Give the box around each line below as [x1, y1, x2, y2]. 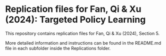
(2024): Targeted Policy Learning [5, 14, 146, 25]
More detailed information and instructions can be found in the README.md [5, 40, 161, 46]
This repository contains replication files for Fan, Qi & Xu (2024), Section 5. [5, 30, 160, 36]
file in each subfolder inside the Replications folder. [5, 45, 111, 51]
